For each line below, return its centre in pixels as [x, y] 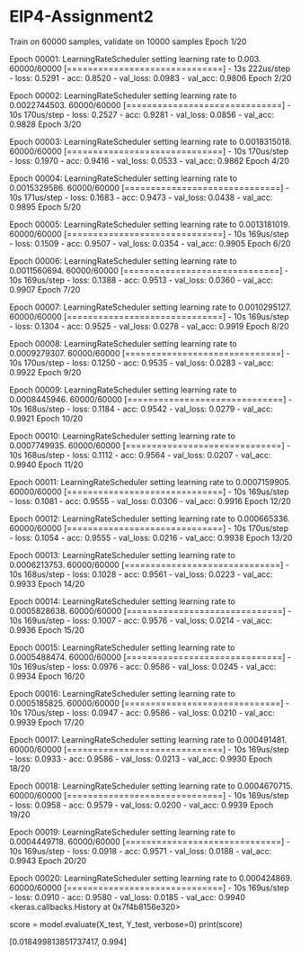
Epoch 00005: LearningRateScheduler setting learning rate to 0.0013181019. [150, 224]
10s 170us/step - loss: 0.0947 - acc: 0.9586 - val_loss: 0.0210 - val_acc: [142, 712]
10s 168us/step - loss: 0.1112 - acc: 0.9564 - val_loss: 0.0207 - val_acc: [140, 455]
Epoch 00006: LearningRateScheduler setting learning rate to [124, 261]
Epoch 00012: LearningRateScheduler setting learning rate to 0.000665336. [150, 519]
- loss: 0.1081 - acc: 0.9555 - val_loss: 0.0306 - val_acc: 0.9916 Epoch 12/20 [150, 501]
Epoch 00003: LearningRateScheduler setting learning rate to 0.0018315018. [150, 141]
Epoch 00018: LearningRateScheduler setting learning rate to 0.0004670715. [151, 786]
